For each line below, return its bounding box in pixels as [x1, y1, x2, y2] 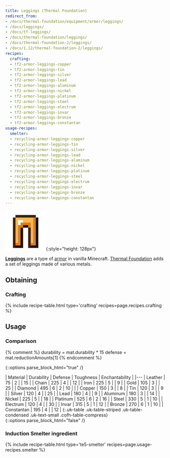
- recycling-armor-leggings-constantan [10, 195, 94, 200]
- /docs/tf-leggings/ [5, 29, 51, 35]
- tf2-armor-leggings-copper [10, 61, 72, 67]
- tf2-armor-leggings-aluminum [10, 83, 76, 88]
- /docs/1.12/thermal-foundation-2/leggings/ [5, 46, 103, 51]
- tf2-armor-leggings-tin [10, 67, 65, 72]
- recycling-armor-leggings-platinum [10, 169, 90, 174]
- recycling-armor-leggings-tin [10, 142, 79, 147]
